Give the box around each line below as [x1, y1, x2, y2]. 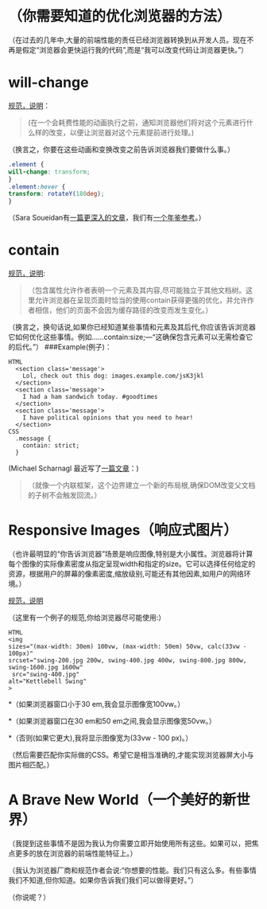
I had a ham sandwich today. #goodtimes [22, 393, 158, 401]
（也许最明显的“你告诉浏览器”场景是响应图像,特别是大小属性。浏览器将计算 [8, 549, 253, 558]
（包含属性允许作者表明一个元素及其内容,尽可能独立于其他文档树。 [27, 286, 246, 295]
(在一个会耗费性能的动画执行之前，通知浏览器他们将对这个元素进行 [27, 117, 246, 127]
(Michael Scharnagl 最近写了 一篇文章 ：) [8, 463, 139, 474]
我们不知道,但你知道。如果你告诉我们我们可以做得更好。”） [8, 875, 199, 884]
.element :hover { [8, 182, 66, 191]
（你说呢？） [8, 892, 50, 902]
